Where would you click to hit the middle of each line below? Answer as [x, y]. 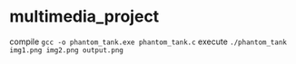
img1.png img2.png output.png [67, 50]
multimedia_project [84, 17]
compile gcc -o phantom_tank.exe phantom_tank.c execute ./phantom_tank [148, 41]
